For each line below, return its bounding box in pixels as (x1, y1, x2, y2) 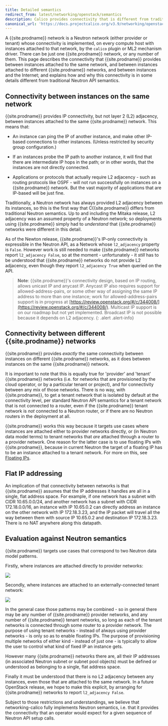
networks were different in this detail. (5, 226, 82, 233)
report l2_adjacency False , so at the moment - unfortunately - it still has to (5, 252, 159, 258)
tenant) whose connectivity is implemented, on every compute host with (5, 41, 154, 47)
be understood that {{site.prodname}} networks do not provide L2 (5, 257, 141, 263)
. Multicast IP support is (108, 304, 157, 310)
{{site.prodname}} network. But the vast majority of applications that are (12, 185, 161, 191)
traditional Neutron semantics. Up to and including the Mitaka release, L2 (5, 211, 156, 217)
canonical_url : (5, 21, 37, 27)
